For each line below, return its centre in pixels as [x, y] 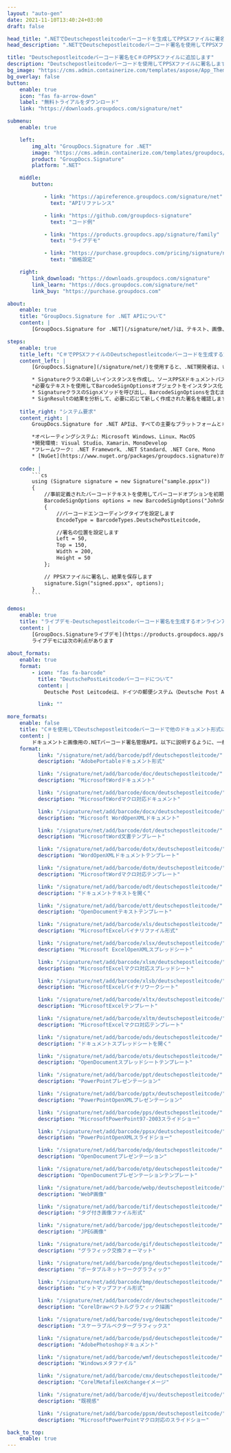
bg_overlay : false [33, 76]
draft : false [26, 26]
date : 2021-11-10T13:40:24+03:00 [55, 20]
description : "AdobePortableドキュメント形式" [101, 762]
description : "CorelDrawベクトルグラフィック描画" [105, 1307]
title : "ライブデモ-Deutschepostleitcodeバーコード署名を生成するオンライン [120, 621]
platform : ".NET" [56, 166]
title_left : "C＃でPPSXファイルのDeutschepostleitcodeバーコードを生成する [121, 354]
